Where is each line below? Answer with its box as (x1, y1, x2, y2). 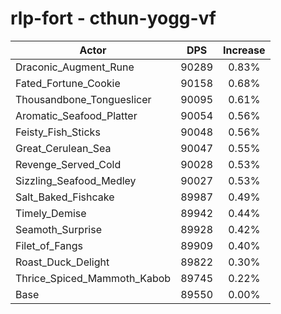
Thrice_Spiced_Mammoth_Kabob (15, 271, 172, 285)
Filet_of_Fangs (15, 238, 83, 252)
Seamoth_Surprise (15, 222, 102, 236)
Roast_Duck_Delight (15, 255, 110, 269)
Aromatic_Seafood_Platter (15, 108, 138, 122)
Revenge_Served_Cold (15, 157, 122, 171)
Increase (223, 43, 266, 57)
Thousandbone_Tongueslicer (15, 92, 152, 106)
